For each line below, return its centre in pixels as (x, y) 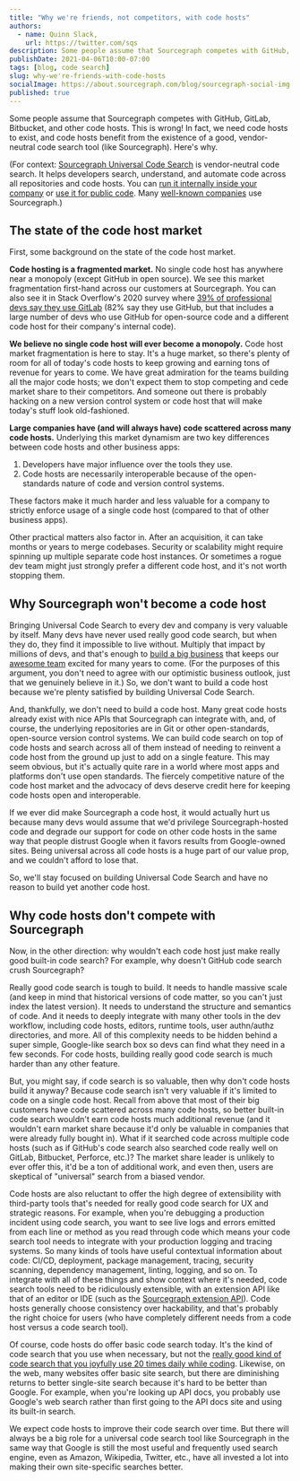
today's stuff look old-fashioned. (69, 411)
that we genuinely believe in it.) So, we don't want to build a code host (139, 683)
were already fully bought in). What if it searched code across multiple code (149, 1138)
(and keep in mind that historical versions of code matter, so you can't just (146, 997)
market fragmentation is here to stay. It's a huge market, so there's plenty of (150, 353)
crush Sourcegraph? (47, 970)
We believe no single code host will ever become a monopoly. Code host (146, 344)
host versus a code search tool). (69, 1327)
